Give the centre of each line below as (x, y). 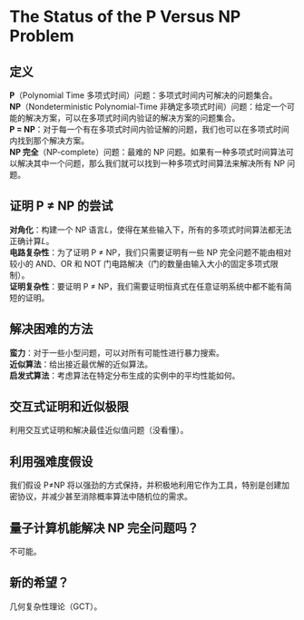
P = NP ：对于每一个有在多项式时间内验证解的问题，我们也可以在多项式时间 (149, 129)
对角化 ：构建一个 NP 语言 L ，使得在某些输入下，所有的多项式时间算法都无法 (151, 230)
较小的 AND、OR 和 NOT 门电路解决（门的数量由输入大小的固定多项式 (140, 263)
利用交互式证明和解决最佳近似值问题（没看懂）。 (99, 430)
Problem (42, 36)
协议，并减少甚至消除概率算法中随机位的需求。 (104, 497)
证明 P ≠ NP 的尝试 (61, 206)
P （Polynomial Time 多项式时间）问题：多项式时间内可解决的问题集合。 (143, 95)
